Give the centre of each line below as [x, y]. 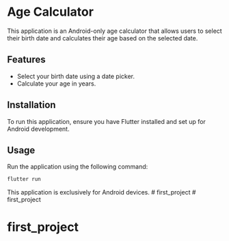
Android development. [38, 129]
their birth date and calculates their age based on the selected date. [103, 38]
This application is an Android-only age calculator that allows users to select [114, 31]
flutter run [24, 179]
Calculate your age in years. [56, 84]
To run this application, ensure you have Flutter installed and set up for [107, 121]
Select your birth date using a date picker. [76, 76]
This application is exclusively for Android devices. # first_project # [102, 192]
